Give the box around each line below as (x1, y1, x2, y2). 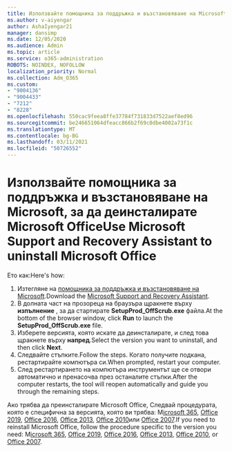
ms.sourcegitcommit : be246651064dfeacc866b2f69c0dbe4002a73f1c (7, 119, 193, 126)
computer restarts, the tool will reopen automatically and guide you (17, 379, 209, 388)
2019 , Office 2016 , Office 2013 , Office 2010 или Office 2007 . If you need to (7, 415, 215, 424)
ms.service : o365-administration (7, 55, 104, 62)
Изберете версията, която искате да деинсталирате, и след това (17, 328, 209, 337)
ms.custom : (7, 81, 39, 88)
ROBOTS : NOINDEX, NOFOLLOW (7, 62, 85, 68)
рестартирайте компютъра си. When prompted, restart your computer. (17, 357, 221, 366)
